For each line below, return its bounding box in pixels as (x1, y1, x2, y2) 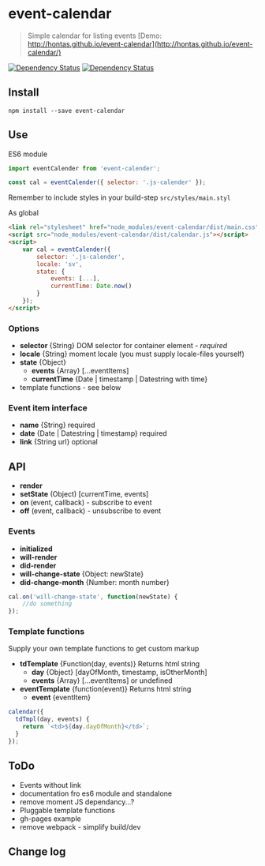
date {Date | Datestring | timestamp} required (19, 429, 167, 438)
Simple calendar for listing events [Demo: (27, 31, 162, 40)
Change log (8, 845, 66, 859)
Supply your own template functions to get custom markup (8, 644, 200, 654)
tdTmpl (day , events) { (15, 715, 90, 723)
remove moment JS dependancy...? (19, 797, 135, 806)
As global (8, 208, 39, 218)
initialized (19, 544, 53, 553)
